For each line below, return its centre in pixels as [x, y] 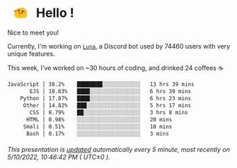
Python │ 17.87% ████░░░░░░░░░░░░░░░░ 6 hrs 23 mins [106, 99]
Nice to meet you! [33, 32]
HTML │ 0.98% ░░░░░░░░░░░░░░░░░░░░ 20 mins [99, 120]
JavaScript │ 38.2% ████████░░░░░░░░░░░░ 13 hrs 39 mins [101, 85]
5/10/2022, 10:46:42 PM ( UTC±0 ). [59, 157]
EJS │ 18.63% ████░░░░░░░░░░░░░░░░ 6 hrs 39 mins [110, 92]
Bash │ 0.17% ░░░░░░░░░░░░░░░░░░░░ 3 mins [98, 134]
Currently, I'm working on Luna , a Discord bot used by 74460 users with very [119, 47]
